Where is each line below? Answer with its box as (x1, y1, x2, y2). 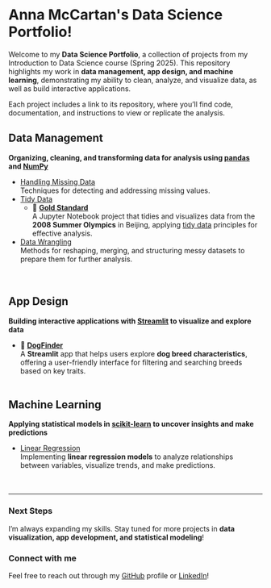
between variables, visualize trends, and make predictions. (19, 461, 216, 470)
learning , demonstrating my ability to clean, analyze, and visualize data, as (8, 75, 257, 85)
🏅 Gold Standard (31, 202, 89, 212)
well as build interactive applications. (8, 83, 131, 94)
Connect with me (8, 553, 77, 564)
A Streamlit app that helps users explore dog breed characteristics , (19, 348, 248, 358)
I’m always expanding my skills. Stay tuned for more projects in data (8, 523, 236, 533)
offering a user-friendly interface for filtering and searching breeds (19, 357, 243, 367)
